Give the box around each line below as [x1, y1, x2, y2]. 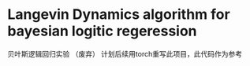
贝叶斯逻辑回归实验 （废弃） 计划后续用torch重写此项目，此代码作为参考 [7, 49, 243, 58]
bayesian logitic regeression [7, 22, 198, 40]
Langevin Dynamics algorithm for [7, 5, 230, 24]
